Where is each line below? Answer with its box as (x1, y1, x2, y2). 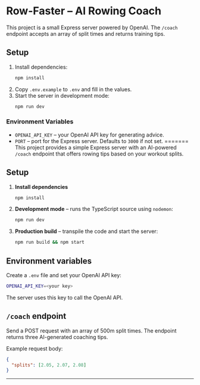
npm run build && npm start (14, 240, 85, 246)
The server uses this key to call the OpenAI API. (6, 294, 123, 301)
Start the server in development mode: (14, 92, 110, 99)
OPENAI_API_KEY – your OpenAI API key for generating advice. (14, 131, 165, 138)
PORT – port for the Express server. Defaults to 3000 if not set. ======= (14, 137, 189, 144)
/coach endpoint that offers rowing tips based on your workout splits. (14, 150, 184, 157)
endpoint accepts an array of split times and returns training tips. (6, 30, 165, 37)
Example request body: (6, 344, 63, 352)
